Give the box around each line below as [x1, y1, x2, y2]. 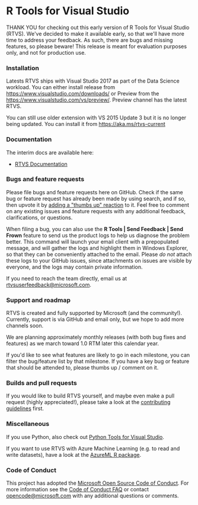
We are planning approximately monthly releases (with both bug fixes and [6, 334, 186, 341]
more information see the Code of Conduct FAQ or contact [6, 486, 149, 493]
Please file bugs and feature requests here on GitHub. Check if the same [6, 188, 184, 195]
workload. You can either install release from [6, 84, 116, 91]
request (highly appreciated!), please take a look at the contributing [6, 399, 171, 406]
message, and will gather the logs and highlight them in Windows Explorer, [6, 244, 189, 251]
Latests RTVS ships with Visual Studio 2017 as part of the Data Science [6, 77, 180, 84]
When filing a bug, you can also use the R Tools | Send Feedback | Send [6, 225, 184, 232]
